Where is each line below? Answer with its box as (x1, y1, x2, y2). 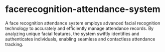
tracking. (5, 41, 23, 47)
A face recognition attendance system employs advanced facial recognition (5, 20, 161, 26)
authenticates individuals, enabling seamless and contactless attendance (5, 36, 156, 42)
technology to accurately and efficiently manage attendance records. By (5, 25, 154, 31)
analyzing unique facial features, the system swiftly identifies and (5, 30, 140, 36)
